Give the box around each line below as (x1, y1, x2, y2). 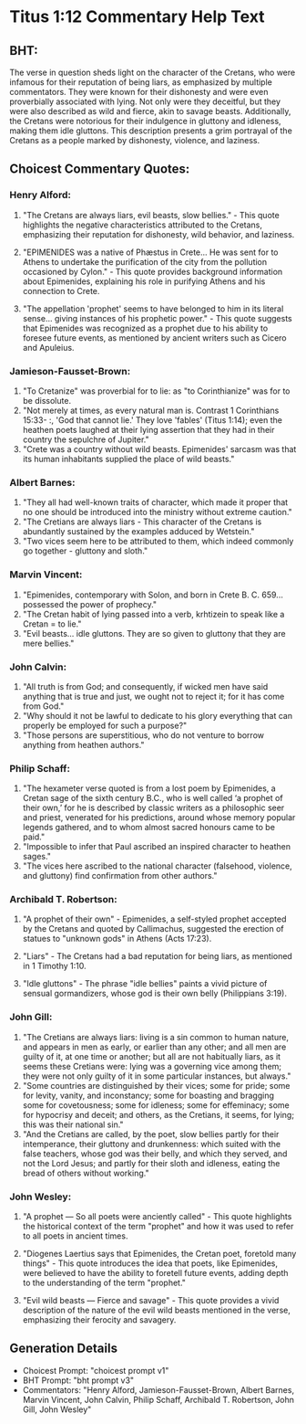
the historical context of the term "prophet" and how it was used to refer (22, 1221, 294, 1232)
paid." (22, 831, 46, 842)
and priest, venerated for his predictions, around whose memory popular (22, 812, 296, 823)
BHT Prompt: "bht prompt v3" (22, 1375, 135, 1386)
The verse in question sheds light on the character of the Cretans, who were (9, 67, 296, 78)
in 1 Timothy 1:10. (22, 961, 87, 972)
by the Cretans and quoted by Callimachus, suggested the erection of (22, 923, 284, 934)
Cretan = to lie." (22, 618, 82, 629)
